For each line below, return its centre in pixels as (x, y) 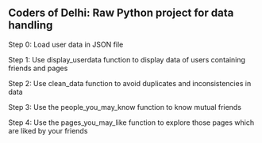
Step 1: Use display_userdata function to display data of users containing (127, 59)
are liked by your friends (48, 130)
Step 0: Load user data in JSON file (66, 44)
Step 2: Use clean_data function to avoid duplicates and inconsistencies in (130, 83)
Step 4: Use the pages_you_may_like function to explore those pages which (131, 122)
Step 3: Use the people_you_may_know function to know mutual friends (125, 107)
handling (31, 26)
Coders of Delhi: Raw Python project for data (121, 13)
